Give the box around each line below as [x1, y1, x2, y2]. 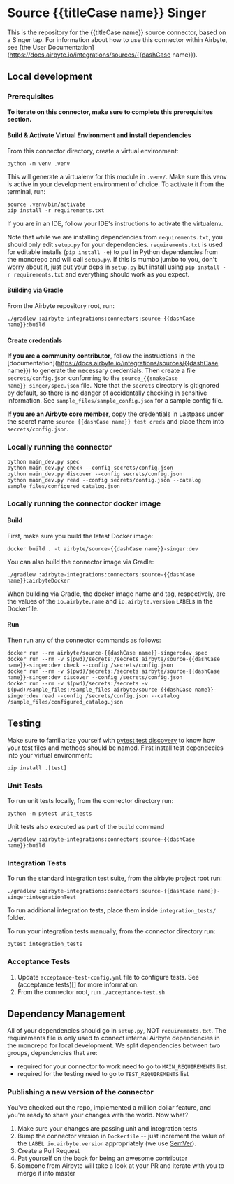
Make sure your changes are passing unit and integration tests [17, 1124, 198, 1132]
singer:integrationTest [7, 894, 77, 901]
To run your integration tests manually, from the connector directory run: [7, 927, 216, 935]
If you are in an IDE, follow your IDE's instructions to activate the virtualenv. [7, 219, 224, 228]
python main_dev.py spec [7, 458, 80, 465]
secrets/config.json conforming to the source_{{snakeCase [7, 374, 178, 382]
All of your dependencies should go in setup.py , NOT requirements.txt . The [7, 1026, 226, 1035]
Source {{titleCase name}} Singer [7, 5, 207, 21]
